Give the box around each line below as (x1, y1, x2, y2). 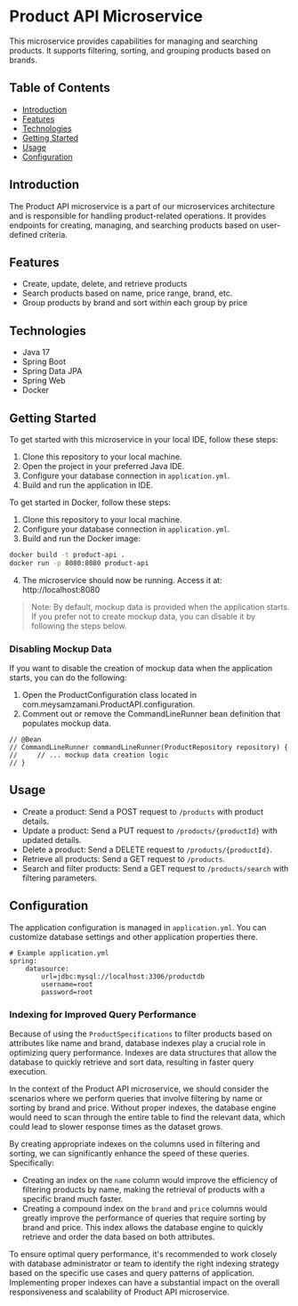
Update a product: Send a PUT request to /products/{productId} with (21, 825, 278, 836)
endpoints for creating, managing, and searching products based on (9, 220, 260, 231)
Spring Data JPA (21, 366, 83, 377)
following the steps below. (30, 621, 127, 631)
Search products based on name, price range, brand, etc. (21, 288, 233, 299)
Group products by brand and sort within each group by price (21, 297, 248, 308)
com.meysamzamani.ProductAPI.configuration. (21, 699, 196, 710)
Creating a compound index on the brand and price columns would (21, 1203, 268, 1213)
